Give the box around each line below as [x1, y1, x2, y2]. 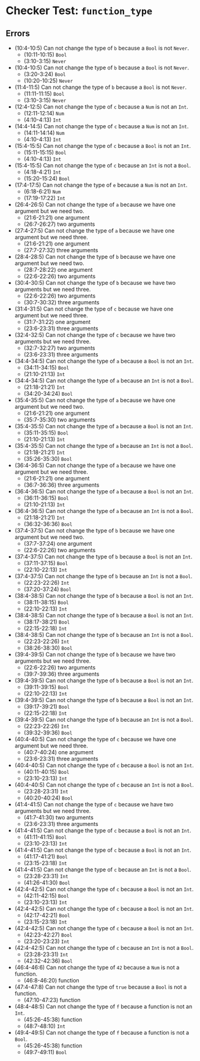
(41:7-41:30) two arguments [23, 814, 94, 821]
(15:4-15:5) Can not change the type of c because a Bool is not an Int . [14, 142, 191, 149]
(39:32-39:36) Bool [23, 729, 73, 736]
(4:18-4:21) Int [23, 168, 62, 176]
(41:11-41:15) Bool [23, 833, 67, 841]
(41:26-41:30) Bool [23, 879, 71, 886]
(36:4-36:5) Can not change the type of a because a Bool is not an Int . [14, 488, 194, 495]
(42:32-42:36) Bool [23, 957, 73, 964]
